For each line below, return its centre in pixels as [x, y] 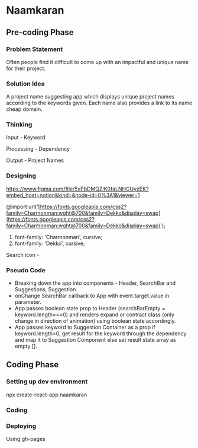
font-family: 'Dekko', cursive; [50, 243]
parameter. [28, 302]
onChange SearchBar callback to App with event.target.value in [92, 296]
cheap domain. [24, 109]
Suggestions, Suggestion [45, 290]
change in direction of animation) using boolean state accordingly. [95, 321]
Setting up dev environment [47, 382]
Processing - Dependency [38, 149]
